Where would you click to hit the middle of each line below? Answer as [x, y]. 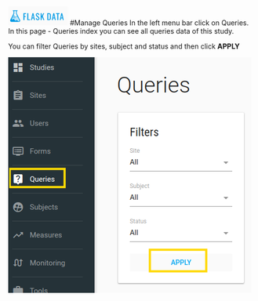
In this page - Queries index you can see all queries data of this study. [121, 31]
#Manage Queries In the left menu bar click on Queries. [159, 23]
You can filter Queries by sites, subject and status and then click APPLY [124, 46]
